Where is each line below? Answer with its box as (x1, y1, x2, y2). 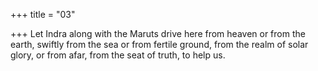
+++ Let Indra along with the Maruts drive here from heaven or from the (10, 28, 306, 39)
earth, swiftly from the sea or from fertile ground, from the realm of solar (10, 39, 309, 50)
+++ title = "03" (10, 9, 76, 20)
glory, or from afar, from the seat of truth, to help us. (10, 49, 226, 61)
